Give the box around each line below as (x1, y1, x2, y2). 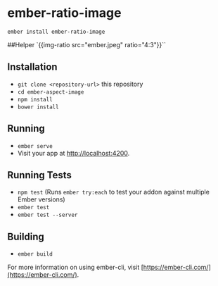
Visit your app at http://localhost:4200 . (17, 149, 130, 157)
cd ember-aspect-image (17, 88, 84, 96)
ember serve (17, 142, 53, 149)
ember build (17, 251, 53, 258)
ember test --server (17, 211, 78, 219)
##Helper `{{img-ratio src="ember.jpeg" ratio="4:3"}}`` (7, 40, 167, 49)
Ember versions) (17, 195, 65, 204)
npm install (17, 96, 53, 103)
